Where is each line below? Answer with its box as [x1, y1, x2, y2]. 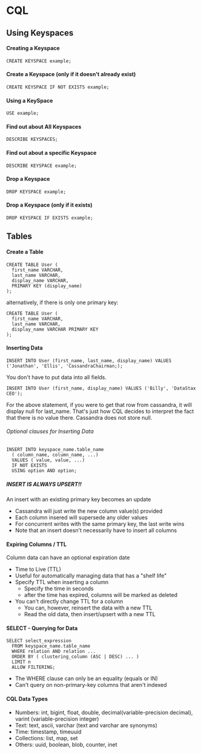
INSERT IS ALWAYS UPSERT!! [6, 480, 82, 487]
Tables [6, 231, 32, 242]
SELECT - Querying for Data [6, 624, 78, 632]
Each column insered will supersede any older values [15, 513, 148, 521]
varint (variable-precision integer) [15, 715, 99, 723]
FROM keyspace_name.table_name [11, 643, 91, 649]
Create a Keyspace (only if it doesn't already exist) [6, 71, 136, 78]
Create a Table [6, 248, 44, 255]
